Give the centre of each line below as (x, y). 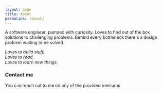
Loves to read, (19, 57)
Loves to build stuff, (25, 52)
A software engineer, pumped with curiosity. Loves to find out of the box (78, 32)
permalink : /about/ (25, 18)
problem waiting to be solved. (35, 43)
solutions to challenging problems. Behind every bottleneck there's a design (81, 37)
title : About (18, 14)
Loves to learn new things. (32, 62)
